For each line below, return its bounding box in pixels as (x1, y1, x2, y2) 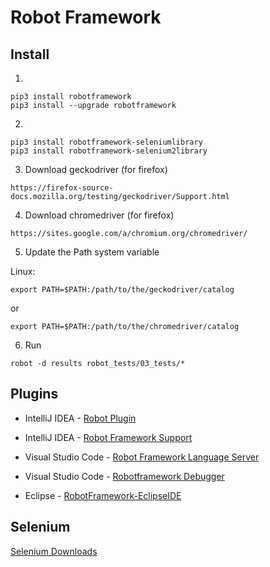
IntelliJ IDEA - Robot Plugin (24, 412, 137, 424)
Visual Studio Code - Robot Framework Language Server (24, 451, 260, 463)
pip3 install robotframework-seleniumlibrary (10, 137, 203, 147)
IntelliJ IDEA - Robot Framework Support (24, 431, 193, 443)
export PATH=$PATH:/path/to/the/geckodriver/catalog (10, 285, 235, 295)
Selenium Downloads (10, 545, 98, 557)
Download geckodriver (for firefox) (24, 164, 168, 175)
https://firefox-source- (10, 183, 114, 193)
